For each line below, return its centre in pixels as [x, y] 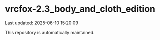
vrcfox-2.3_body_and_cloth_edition [80, 9]
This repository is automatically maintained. [50, 32]
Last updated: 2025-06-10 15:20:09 [42, 23]
